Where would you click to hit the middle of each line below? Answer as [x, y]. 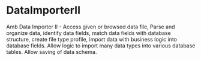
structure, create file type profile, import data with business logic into [91, 39]
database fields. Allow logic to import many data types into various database [101, 46]
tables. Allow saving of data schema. [52, 52]
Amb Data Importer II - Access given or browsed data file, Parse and [91, 27]
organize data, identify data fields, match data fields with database [88, 33]
